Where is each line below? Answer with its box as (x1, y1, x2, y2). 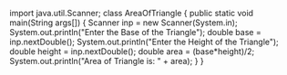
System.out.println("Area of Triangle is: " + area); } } (9, 56, 205, 66)
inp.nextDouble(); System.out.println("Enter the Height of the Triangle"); (9, 36, 280, 47)
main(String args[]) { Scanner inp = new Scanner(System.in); (9, 17, 239, 28)
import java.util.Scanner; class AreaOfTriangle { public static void (9, 8, 253, 18)
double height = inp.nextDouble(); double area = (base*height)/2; (9, 46, 255, 57)
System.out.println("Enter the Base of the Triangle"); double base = (9, 27, 261, 37)
